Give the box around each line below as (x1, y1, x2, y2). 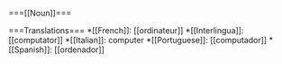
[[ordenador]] (54, 44, 105, 55)
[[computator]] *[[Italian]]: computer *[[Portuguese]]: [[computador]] (8, 35, 268, 45)
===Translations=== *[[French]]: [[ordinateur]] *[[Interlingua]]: (8, 25, 244, 35)
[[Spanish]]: (8, 44, 53, 55)
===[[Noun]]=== (8, 8, 72, 18)
